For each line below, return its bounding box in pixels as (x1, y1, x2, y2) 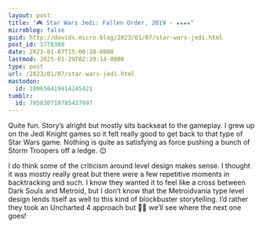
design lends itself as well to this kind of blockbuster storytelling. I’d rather (8, 194, 249, 204)
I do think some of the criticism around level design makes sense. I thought (8, 161, 251, 171)
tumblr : (8, 92, 34, 100)
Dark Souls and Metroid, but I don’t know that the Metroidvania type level (8, 186, 245, 196)
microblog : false (8, 26, 65, 34)
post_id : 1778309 (8, 41, 65, 49)
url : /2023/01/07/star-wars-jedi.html (8, 70, 135, 78)
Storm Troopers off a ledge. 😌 (8, 146, 108, 156)
